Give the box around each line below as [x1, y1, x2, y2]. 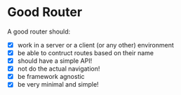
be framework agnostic [17, 73, 86, 81]
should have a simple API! [17, 57, 93, 65]
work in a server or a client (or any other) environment [17, 41, 174, 49]
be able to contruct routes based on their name [17, 49, 154, 57]
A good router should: [7, 27, 71, 36]
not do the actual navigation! [17, 64, 100, 73]
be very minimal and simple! [17, 80, 100, 89]
